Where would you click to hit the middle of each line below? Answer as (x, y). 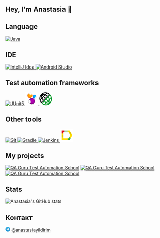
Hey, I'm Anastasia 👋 (39, 9)
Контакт (19, 217)
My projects (25, 156)
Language (22, 27)
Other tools (23, 120)
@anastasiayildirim (31, 230)
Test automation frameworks (52, 83)
